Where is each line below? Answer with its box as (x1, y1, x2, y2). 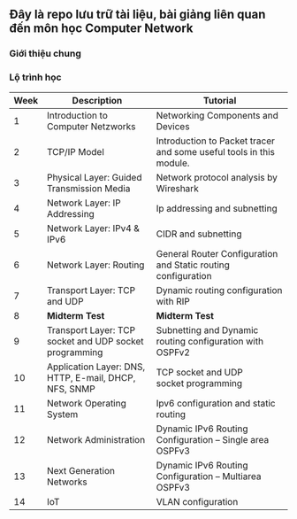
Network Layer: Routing (47, 259, 145, 271)
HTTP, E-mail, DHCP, (47, 371, 136, 383)
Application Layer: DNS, (47, 360, 146, 373)
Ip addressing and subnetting (156, 202, 278, 214)
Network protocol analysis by (156, 171, 278, 183)
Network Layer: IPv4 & (47, 221, 140, 234)
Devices (156, 120, 190, 132)
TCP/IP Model (47, 145, 104, 158)
